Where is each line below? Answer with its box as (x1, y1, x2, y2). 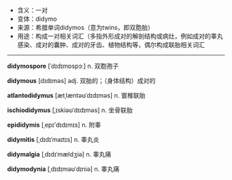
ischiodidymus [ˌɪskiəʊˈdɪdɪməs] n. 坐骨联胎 (7, 106, 133, 114)
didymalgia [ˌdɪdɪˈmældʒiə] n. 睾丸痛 (7, 150, 112, 158)
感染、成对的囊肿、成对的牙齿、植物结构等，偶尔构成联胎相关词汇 (17, 41, 205, 48)
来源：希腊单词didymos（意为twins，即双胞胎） (17, 24, 154, 31)
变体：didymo (17, 15, 57, 23)
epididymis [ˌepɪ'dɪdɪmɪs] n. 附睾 (7, 120, 101, 129)
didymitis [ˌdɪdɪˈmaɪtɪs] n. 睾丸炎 (7, 136, 100, 143)
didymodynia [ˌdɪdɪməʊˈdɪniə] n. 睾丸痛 (7, 165, 119, 173)
